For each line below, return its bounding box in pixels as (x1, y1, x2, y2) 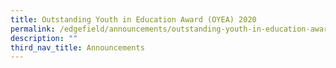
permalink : (10, 24, 56, 34)
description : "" (10, 33, 78, 43)
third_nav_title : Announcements (10, 42, 145, 53)
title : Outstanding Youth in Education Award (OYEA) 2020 (10, 14, 257, 25)
